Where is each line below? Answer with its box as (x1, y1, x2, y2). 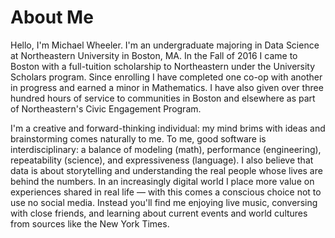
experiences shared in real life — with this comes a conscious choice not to (10, 186, 322, 198)
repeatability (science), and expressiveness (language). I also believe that (10, 154, 314, 166)
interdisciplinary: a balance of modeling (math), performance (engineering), (10, 143, 322, 155)
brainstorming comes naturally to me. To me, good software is (10, 132, 267, 145)
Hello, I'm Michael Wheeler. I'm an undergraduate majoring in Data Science (10, 39, 320, 51)
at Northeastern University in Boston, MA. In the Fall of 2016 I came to (10, 49, 298, 61)
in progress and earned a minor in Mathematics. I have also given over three (10, 81, 324, 93)
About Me (10, 6, 94, 29)
